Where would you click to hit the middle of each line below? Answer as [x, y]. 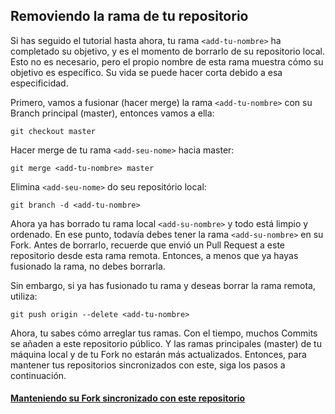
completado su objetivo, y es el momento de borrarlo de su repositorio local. [168, 51]
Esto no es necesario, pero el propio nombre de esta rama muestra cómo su [167, 61]
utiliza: [24, 296]
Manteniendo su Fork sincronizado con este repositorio [128, 398]
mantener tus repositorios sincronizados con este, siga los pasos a [148, 365]
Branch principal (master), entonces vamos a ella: [112, 113]
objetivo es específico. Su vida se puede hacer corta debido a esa [146, 72]
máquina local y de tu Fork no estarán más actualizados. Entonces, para [158, 354]
